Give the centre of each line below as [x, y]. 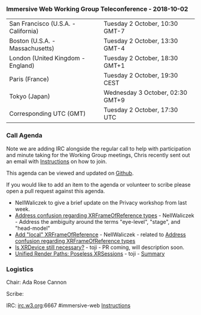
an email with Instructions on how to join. [57, 161]
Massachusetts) [32, 49]
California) [24, 31]
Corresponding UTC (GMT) [48, 114]
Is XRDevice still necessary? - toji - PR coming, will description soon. [99, 247]
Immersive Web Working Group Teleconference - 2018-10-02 [97, 9]
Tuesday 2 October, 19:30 [141, 76]
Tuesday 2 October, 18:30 [141, 58]
